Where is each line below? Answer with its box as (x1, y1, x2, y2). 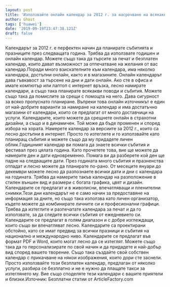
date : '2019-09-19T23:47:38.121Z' (5, 26, 78, 31)
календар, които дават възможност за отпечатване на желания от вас (5, 61, 158, 67)
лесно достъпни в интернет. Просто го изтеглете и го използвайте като (5, 131, 160, 137)
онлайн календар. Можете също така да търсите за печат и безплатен (5, 56, 158, 61)
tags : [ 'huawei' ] (5, 21, 42, 27)
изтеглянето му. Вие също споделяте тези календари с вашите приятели (5, 271, 163, 276)
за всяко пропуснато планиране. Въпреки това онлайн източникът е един (5, 99, 165, 104)
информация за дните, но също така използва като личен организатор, (5, 195, 159, 201)
